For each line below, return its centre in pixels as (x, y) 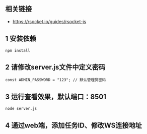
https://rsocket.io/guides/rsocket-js (49, 21)
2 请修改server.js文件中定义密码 (55, 67)
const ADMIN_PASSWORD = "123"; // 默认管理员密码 (56, 80)
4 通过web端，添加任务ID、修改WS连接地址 (73, 125)
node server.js (21, 109)
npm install (18, 50)
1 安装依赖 (21, 39)
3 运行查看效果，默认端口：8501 (56, 96)
